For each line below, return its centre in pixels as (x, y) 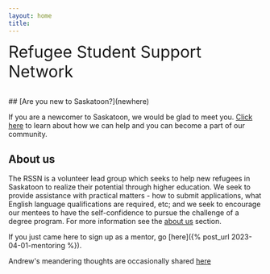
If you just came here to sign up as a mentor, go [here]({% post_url (119, 237)
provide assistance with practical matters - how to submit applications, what (135, 196)
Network (41, 71)
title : (19, 23)
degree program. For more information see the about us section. (115, 222)
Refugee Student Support (105, 52)
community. (28, 134)
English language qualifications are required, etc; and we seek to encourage (135, 204)
